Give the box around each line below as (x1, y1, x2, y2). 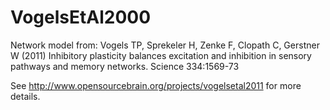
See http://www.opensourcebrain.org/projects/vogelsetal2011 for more (10, 79, 302, 91)
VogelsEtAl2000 (10, 6, 152, 29)
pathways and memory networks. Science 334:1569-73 (10, 60, 240, 72)
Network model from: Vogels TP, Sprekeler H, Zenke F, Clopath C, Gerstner (10, 39, 320, 51)
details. (10, 90, 41, 102)
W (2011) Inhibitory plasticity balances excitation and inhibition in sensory (10, 49, 312, 61)
